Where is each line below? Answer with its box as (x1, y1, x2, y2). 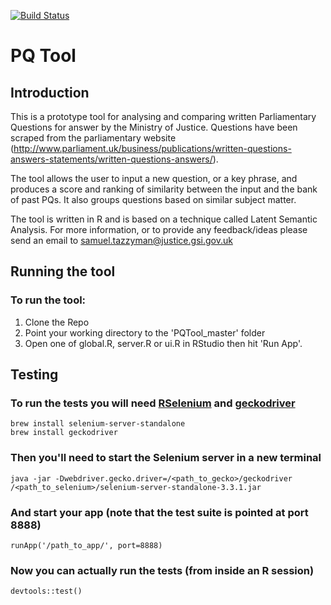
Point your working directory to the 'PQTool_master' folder (24, 326, 266, 339)
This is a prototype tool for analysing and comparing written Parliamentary (10, 111, 317, 122)
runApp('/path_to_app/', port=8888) (10, 540, 163, 550)
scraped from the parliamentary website (10, 132, 177, 144)
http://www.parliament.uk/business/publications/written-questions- (13, 143, 292, 154)
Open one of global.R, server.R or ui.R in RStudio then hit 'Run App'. (24, 337, 303, 349)
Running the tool (10, 263, 116, 280)
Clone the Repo (24, 316, 90, 328)
